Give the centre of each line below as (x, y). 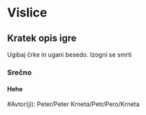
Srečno (20, 72)
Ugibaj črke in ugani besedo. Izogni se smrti (70, 54)
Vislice (27, 13)
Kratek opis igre (42, 38)
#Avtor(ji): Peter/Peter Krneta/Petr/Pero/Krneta (73, 104)
